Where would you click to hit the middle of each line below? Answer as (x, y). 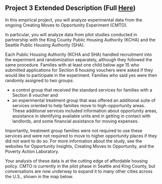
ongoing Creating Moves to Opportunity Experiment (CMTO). (66, 25)
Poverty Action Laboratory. (32, 151)
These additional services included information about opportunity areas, (85, 111)
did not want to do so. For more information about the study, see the (74, 141)
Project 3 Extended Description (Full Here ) (70, 8)
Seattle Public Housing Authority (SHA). (45, 45)
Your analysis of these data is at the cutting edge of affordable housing (76, 161)
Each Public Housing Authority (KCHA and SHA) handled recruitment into (79, 54)
